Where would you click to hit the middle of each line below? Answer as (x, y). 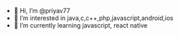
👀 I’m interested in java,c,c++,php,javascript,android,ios (93, 18)
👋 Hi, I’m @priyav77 (42, 11)
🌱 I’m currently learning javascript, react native (81, 25)
